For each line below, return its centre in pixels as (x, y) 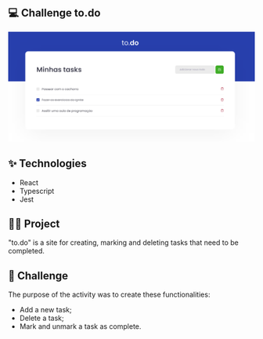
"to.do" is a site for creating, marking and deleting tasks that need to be (123, 242)
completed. (26, 251)
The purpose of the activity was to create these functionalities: (109, 295)
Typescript (37, 191)
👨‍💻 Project (34, 223)
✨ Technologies (48, 164)
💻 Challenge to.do (54, 13)
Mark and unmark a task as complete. (80, 326)
